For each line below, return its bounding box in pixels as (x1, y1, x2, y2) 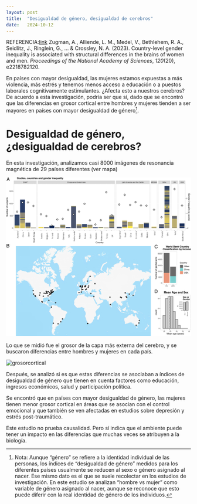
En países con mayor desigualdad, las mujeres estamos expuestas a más (6, 75, 183, 82)
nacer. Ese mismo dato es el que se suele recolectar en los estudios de (14, 472, 186, 479)
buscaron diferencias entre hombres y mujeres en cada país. (6, 348, 153, 355)
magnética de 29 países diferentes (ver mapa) (6, 165, 118, 172)
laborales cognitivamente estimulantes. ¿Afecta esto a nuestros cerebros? (6, 87, 185, 94)
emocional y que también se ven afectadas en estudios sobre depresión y (6, 407, 185, 414)
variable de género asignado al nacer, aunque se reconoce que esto (14, 485, 180, 492)
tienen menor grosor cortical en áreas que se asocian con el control (6, 400, 170, 407)
